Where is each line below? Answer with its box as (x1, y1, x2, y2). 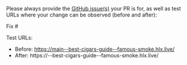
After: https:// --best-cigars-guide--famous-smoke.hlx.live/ (14, 52, 159, 58)
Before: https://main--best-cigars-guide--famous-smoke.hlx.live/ (14, 45, 175, 53)
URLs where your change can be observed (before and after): (6, 11, 157, 18)
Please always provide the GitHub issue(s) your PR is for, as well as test (6, 5, 181, 12)
